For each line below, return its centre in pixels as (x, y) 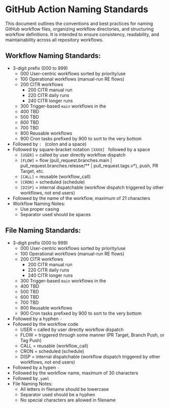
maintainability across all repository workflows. (55, 40)
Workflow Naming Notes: (39, 203)
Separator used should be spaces (56, 214)
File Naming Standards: (43, 231)
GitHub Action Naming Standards (77, 9)
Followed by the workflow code (45, 324)
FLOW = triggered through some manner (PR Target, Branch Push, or (92, 335)
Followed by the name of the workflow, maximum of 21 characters (81, 198)
